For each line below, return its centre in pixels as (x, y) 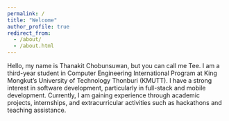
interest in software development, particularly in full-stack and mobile (107, 88)
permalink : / (26, 14)
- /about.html (34, 46)
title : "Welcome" (32, 20)
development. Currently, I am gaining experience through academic (103, 95)
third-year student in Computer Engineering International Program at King (112, 73)
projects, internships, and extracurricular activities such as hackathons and (114, 103)
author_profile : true (39, 26)
